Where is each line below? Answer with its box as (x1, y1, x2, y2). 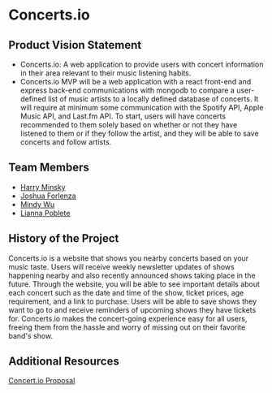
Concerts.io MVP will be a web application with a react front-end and (19, 77, 252, 86)
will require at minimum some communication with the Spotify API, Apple (19, 103, 264, 112)
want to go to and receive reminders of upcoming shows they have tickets (8, 304, 257, 314)
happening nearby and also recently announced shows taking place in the (8, 270, 256, 280)
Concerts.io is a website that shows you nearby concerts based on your (8, 253, 249, 263)
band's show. (8, 330, 54, 340)
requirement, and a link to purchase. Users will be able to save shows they (8, 296, 257, 306)
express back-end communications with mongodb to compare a (19, 85, 235, 95)
